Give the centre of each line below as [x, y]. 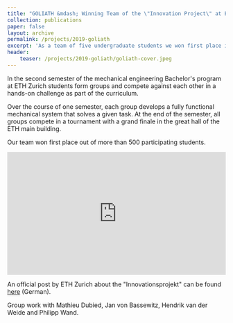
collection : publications [44, 20]
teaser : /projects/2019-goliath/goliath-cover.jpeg [96, 59]
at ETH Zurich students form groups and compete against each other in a [112, 86]
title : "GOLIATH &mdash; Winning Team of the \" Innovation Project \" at [114, 14]
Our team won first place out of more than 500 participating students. [106, 142]
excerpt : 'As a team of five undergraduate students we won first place [114, 46]
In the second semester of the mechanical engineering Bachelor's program [114, 78]
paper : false [26, 26]
